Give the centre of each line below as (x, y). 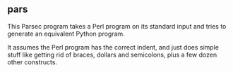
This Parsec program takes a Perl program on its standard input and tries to (117, 26)
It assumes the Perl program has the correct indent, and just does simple (113, 47)
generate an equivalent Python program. (66, 34)
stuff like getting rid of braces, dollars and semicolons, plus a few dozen (112, 55)
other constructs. (32, 62)
